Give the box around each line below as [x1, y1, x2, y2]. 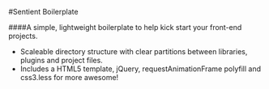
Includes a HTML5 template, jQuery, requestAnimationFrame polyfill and [19, 64, 262, 74]
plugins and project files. [19, 56, 103, 65]
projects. [8, 32, 38, 40]
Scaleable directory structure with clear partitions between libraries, [19, 47, 248, 56]
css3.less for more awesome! [19, 73, 119, 82]
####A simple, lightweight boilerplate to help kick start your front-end [8, 23, 242, 32]
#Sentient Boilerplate [8, 7, 79, 16]
